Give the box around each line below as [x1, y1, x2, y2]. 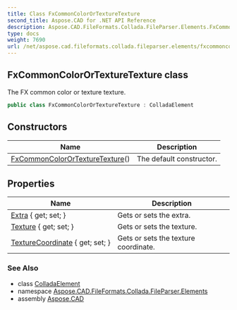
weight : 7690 [7, 37, 46, 44]
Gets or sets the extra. [117, 211, 191, 221]
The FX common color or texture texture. [7, 87, 126, 96]
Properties [7, 178, 55, 190]
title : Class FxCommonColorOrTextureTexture [7, 10, 140, 18]
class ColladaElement [17, 279, 80, 287]
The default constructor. [136, 154, 217, 163]
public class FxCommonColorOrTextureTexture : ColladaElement [7, 101, 194, 108]
